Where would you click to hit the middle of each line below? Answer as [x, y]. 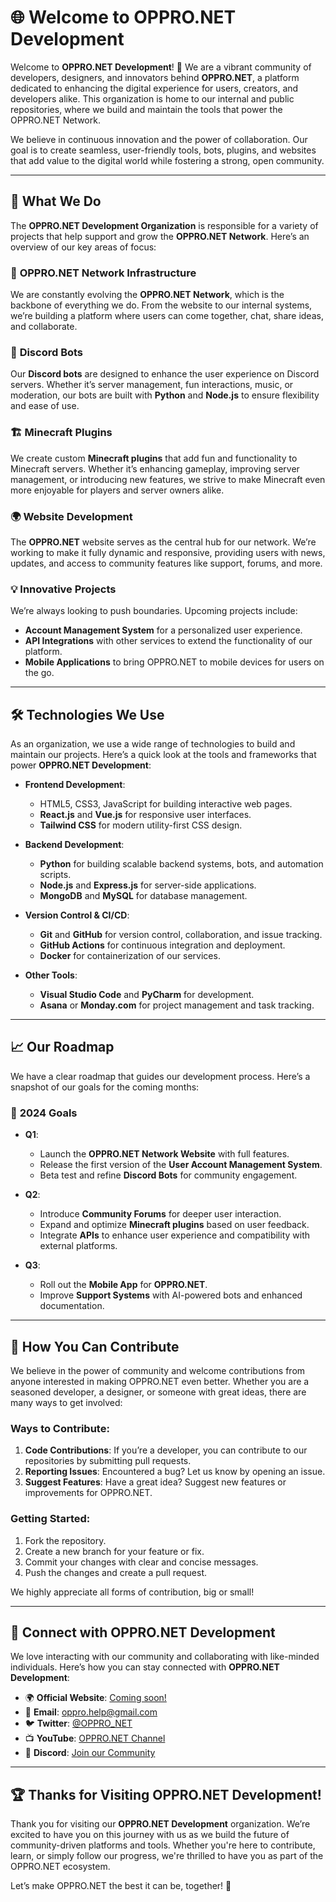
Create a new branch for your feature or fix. [114, 1551]
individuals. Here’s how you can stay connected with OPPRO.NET [145, 1667]
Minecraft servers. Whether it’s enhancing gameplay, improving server [155, 468]
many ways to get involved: [66, 1402]
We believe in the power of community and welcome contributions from [158, 1370]
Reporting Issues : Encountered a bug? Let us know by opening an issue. [175, 1472]
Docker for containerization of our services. [130, 956]
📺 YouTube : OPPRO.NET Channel [95, 1738]
